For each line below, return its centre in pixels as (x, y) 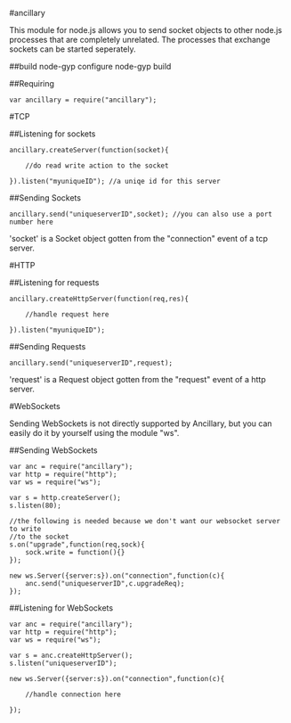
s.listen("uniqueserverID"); (63, 663)
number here (31, 222)
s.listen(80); (36, 505)
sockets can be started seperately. (73, 49)
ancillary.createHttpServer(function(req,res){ (99, 299)
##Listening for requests (54, 283)
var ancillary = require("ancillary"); (83, 100)
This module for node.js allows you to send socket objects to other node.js (146, 30)
